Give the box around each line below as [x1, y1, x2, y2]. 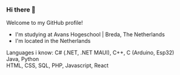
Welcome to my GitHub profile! [6, 19, 83, 27]
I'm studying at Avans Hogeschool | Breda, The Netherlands [15, 31, 165, 38]
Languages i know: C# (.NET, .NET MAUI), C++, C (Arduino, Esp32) [6, 49, 175, 56]
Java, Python [6, 56, 39, 63]
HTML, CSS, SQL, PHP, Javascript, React [6, 62, 109, 69]
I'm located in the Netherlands [15, 37, 91, 45]
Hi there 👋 [6, 5, 36, 14]
